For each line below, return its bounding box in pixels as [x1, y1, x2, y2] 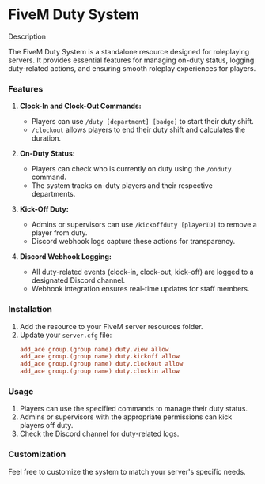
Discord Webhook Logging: [19, 252, 112, 261]
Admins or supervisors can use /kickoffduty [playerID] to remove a [31, 219, 257, 230]
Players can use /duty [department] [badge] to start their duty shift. [31, 117, 255, 126]
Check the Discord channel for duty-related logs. [19, 429, 180, 439]
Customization [8, 448, 66, 460]
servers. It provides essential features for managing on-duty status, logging [8, 55, 255, 65]
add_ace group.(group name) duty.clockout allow [19, 360, 184, 368]
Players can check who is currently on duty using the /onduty [31, 164, 232, 174]
